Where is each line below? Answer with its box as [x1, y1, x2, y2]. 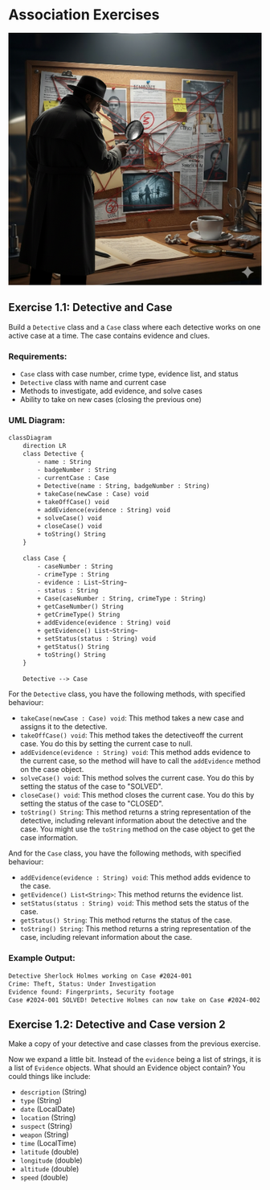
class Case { [22, 555, 67, 563]
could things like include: [8, 1072, 91, 1081]
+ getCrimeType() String [37, 611, 121, 619]
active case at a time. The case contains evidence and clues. [8, 330, 211, 340]
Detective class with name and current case [19, 378, 167, 388]
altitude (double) [19, 1164, 80, 1174]
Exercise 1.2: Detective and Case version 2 [8, 1018, 227, 1032]
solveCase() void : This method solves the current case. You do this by [19, 773, 255, 783]
